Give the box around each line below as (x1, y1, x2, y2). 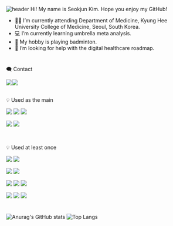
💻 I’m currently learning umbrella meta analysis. (14, 30, 132, 36)
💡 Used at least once (6, 144, 57, 151)
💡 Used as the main (6, 97, 54, 104)
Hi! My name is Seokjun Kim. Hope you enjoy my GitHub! (30, 6, 168, 12)
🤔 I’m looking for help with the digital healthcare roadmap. (14, 45, 155, 51)
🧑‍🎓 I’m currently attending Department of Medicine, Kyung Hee (14, 17, 168, 24)
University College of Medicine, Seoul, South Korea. (14, 24, 140, 30)
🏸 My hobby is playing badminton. (14, 38, 97, 45)
